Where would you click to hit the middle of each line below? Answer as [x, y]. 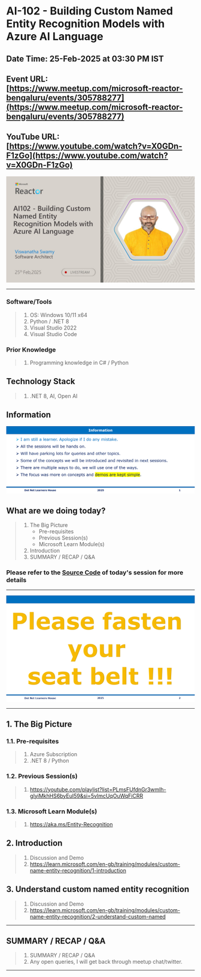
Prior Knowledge [31, 349]
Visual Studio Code [53, 334]
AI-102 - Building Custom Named [90, 11]
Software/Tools [29, 302]
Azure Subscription [54, 754]
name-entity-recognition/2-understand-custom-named [98, 916]
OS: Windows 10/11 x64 [59, 315]
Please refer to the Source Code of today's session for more [95, 573]
